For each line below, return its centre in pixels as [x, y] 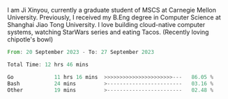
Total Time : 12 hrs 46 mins [48, 64]
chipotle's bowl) [30, 39]
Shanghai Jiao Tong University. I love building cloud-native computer [106, 25]
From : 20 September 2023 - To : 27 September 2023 [81, 52]
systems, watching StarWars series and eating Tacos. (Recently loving [108, 32]
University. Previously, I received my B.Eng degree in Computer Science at [114, 17]
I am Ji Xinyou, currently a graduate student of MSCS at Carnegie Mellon [112, 10]
